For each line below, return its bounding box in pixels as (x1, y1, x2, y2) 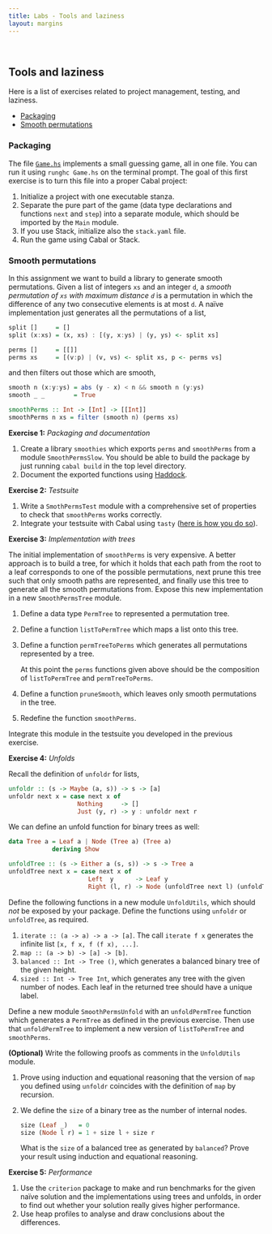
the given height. (19, 964, 77, 974)
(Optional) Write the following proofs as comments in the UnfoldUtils (8, 1048, 241, 1058)
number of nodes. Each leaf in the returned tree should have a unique (19, 982, 253, 991)
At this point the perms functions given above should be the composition (19, 664, 260, 674)
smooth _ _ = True (8, 391, 96, 399)
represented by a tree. (19, 649, 95, 658)
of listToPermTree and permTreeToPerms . (19, 673, 154, 683)
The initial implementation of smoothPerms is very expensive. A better (8, 550, 236, 559)
